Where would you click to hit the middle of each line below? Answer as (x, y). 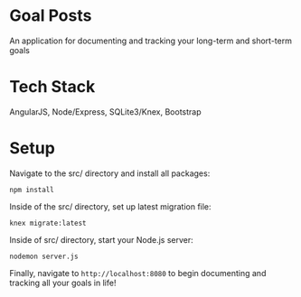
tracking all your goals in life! (63, 283)
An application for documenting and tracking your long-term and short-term (150, 41)
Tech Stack (52, 87)
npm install (32, 190)
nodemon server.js (44, 256)
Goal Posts (51, 16)
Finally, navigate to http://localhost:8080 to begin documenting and (138, 273)
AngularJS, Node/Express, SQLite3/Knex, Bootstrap (105, 111)
